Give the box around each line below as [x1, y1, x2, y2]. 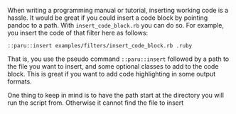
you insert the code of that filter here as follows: [7, 28, 148, 37]
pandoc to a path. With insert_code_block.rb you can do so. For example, [7, 21, 224, 29]
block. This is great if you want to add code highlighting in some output [7, 70, 216, 78]
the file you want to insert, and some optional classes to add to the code [7, 62, 219, 70]
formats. [7, 77, 32, 86]
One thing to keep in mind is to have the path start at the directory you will [7, 91, 224, 99]
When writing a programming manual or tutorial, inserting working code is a [7, 6, 229, 14]
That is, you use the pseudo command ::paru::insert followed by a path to [7, 55, 230, 63]
